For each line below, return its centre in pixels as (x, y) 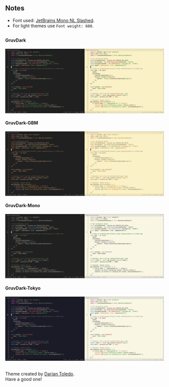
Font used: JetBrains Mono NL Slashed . (53, 20)
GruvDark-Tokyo (23, 288)
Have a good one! (24, 379)
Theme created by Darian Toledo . (40, 373)
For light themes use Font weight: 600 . (53, 26)
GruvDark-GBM (22, 123)
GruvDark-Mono (23, 206)
